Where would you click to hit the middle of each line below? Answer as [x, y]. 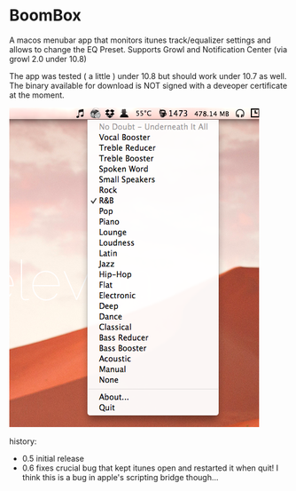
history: [23, 441]
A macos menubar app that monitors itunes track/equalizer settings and [140, 40]
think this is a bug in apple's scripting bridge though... [120, 477]
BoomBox [45, 16]
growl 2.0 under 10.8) [48, 59]
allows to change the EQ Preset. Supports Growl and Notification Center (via [148, 49]
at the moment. [37, 95]
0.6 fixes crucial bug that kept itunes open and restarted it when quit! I [150, 468]
